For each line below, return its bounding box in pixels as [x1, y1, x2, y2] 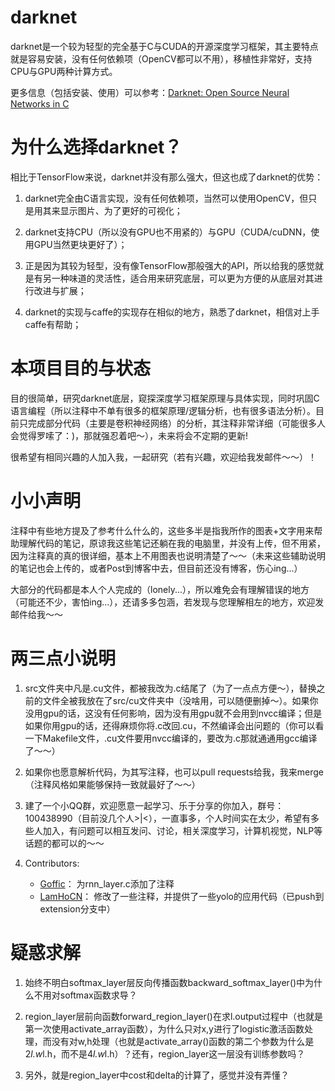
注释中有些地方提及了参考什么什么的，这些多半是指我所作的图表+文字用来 [10, 524, 315, 536]
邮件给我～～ [10, 608, 63, 620]
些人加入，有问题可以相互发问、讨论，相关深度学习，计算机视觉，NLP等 [24, 824, 323, 836]
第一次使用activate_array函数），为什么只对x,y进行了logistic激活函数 [24, 1022, 305, 1035]
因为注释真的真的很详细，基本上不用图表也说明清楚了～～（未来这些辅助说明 [10, 549, 326, 561]
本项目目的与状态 [10, 357, 152, 380]
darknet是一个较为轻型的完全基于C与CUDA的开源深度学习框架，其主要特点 [10, 40, 319, 52]
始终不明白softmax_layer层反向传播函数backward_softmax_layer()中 [24, 976, 306, 988]
